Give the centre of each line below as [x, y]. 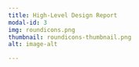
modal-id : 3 [27, 23]
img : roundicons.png [42, 30]
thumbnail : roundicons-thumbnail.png [70, 37]
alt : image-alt [33, 44]
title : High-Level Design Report [63, 15]
